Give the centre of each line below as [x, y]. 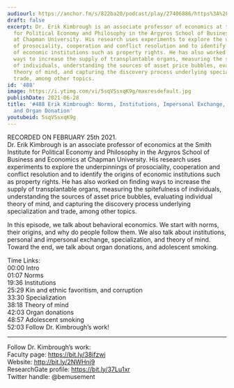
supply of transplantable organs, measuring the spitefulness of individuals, [114, 189]
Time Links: [24, 260]
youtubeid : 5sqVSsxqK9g [42, 117]
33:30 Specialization [37, 297]
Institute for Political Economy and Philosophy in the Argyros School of [109, 152]
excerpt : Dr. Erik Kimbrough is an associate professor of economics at [115, 26]
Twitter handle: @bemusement [51, 376]
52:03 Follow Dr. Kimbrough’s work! [58, 327]
